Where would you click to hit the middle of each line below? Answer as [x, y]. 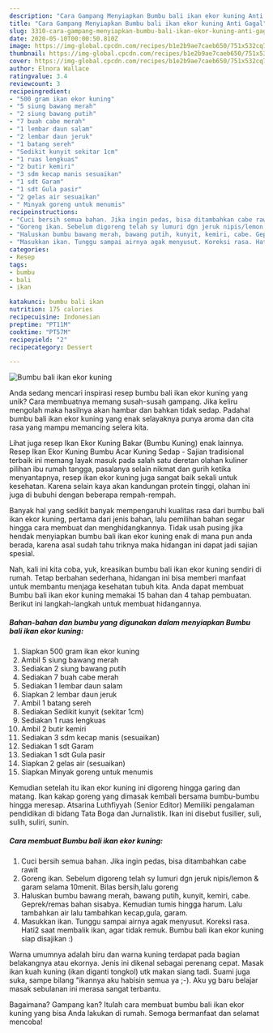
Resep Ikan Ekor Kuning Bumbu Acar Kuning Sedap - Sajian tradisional [127, 452]
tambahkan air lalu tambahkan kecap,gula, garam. [104, 913]
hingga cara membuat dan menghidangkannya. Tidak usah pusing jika [126, 528]
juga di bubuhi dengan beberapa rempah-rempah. [93, 495]
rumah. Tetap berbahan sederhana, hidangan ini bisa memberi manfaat [128, 578]
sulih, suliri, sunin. [39, 822]
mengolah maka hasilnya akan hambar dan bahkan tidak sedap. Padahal [130, 410]
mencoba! [26, 1022]
